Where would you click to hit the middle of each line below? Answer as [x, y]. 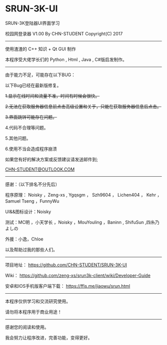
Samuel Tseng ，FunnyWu [32, 201]
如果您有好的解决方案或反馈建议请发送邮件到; [52, 159]
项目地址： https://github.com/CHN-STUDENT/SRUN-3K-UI [66, 265]
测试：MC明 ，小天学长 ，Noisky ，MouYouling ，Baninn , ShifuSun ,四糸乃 [82, 222]
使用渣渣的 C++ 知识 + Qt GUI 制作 [41, 49]
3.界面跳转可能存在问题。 [31, 117]
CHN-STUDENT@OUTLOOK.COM [40, 169]
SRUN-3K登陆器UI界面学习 [33, 23]
